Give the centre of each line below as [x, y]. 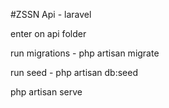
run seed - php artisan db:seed [74, 72]
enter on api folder [48, 33]
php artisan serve [46, 92]
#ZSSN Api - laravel [51, 14]
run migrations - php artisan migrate [85, 53]
